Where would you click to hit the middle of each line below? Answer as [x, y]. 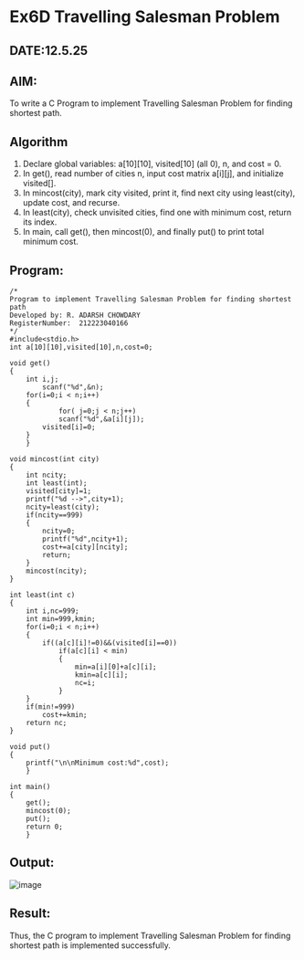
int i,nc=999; [52, 611]
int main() [30, 787]
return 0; [45, 827]
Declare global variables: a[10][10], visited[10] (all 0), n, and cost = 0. [152, 164]
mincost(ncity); [57, 571]
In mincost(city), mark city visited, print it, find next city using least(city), [159, 193]
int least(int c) [42, 596]
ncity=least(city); [63, 507]
